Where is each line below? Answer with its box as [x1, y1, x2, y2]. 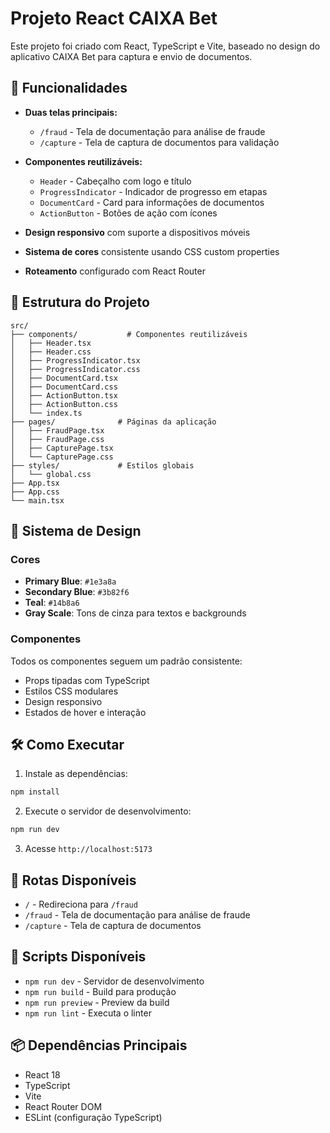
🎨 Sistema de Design [10, 522, 142, 539]
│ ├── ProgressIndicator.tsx [10, 355, 141, 366]
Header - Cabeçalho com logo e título [39, 175, 192, 187]
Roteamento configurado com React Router [24, 265, 206, 277]
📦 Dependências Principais [10, 1037, 188, 1054]
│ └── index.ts [10, 408, 83, 418]
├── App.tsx [10, 478, 60, 488]
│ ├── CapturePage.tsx [10, 443, 114, 453]
